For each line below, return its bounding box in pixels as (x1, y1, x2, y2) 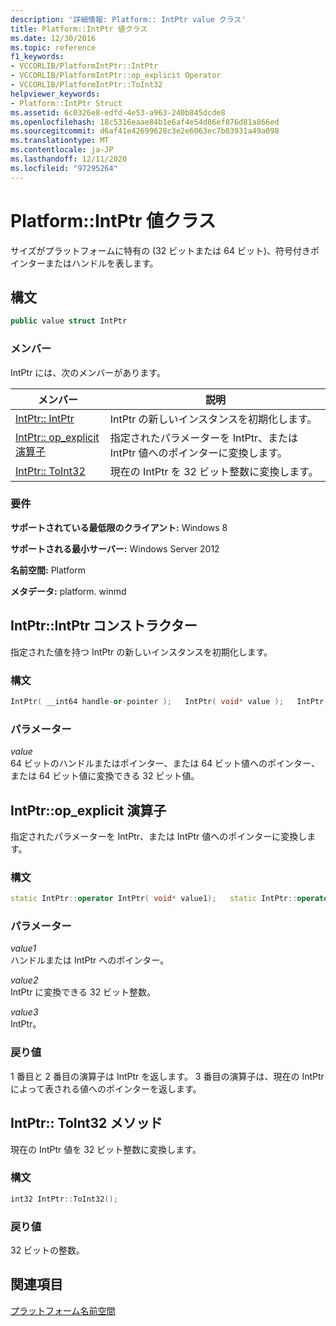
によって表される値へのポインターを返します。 (10, 1082, 202, 1095)
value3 (10, 1006, 39, 1018)
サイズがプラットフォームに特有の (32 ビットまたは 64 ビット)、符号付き (10, 244, 312, 256)
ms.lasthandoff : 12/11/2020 (10, 154, 128, 164)
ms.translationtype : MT (10, 136, 110, 146)
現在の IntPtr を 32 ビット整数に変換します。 (109, 464, 319, 478)
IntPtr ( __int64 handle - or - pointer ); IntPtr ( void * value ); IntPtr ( (10, 696, 329, 706)
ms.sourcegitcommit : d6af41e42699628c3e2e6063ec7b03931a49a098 (10, 126, 280, 136)
